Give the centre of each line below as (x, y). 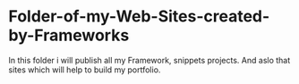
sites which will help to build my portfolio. (85, 70)
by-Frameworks (69, 35)
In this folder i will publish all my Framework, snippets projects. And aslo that (149, 60)
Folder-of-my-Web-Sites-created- (139, 17)
